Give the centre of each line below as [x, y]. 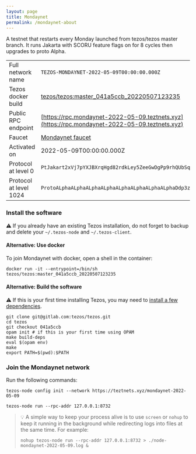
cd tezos [17, 322]
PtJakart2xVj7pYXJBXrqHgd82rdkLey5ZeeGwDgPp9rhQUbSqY [117, 168]
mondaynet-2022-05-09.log [52, 446]
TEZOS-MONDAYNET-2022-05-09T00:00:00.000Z [100, 73]
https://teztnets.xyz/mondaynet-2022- [139, 391]
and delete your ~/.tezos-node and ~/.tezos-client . [69, 232]
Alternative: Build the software [44, 287]
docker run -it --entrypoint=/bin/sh [52, 269]
